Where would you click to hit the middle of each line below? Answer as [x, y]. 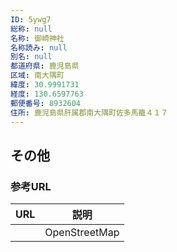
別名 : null [31, 57]
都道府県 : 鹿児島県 [45, 66]
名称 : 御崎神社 [37, 38]
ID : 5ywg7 [31, 19]
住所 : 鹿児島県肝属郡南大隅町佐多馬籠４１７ [89, 112]
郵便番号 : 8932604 [46, 103]
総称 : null [31, 29]
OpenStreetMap [82, 233]
